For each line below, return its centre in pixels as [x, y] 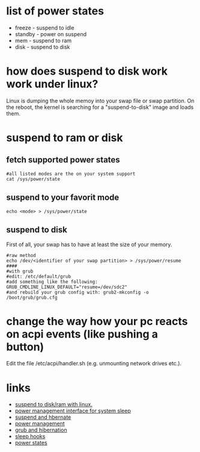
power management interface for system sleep [73, 411]
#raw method [21, 255]
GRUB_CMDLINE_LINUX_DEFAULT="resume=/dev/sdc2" [67, 287]
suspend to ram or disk [65, 138]
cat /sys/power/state [33, 179]
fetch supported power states [63, 160]
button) [25, 347]
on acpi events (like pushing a [82, 334]
